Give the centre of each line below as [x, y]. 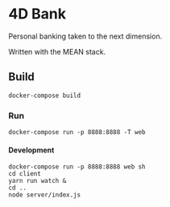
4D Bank [37, 14]
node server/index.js [45, 195]
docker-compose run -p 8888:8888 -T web [77, 132]
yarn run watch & [37, 181]
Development [31, 150]
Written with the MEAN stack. [57, 51]
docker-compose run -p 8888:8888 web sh [77, 167]
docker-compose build [45, 95]
